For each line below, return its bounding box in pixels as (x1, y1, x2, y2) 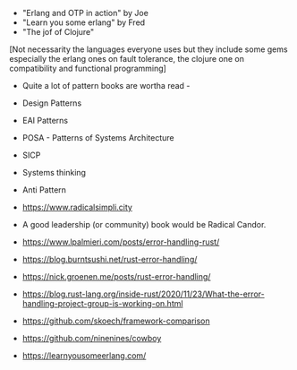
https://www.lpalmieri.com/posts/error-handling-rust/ (21, 237, 220, 247)
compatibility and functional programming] (9, 63, 167, 73)
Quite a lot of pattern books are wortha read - (21, 81, 191, 90)
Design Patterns (21, 98, 82, 108)
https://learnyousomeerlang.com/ (21, 350, 147, 361)
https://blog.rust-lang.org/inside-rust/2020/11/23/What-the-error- (21, 288, 266, 299)
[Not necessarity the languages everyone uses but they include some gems (9, 44, 288, 55)
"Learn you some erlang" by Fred (21, 17, 146, 28)
